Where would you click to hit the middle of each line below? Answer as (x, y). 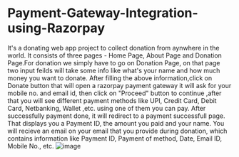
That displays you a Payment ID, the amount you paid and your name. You (116, 123)
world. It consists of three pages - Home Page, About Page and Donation (115, 55)
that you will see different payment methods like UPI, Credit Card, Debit (112, 100)
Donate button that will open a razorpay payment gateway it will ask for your (119, 85)
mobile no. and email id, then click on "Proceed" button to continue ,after (115, 93)
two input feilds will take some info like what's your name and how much (114, 70)
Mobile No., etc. (31, 146)
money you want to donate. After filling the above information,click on (110, 78)
